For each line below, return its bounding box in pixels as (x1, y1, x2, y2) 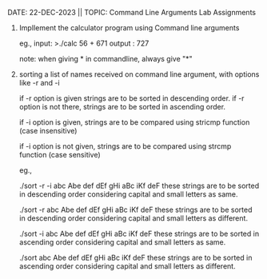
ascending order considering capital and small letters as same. (18, 237, 226, 247)
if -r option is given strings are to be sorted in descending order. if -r (18, 94, 245, 103)
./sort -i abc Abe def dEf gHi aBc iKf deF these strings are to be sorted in (18, 229, 260, 238)
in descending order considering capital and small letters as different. (18, 213, 249, 223)
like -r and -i (18, 78, 61, 87)
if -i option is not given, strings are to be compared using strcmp (18, 141, 232, 151)
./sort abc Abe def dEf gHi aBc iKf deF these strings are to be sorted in (18, 253, 253, 262)
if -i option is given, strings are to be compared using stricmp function (18, 118, 250, 127)
